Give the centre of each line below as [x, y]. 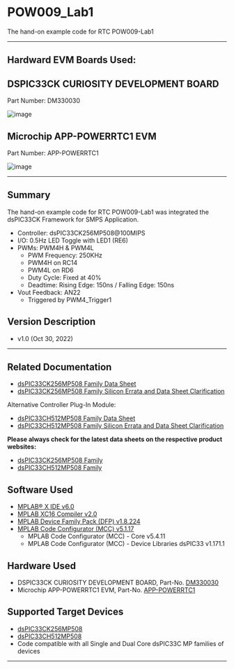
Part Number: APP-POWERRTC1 [53, 153]
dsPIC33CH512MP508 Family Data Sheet [76, 418]
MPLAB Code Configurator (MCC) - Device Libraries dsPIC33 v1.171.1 [126, 544]
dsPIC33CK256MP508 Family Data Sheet [77, 384]
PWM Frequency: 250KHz [65, 255]
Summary [29, 195]
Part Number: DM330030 [44, 101]
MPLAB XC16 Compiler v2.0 [57, 514]
